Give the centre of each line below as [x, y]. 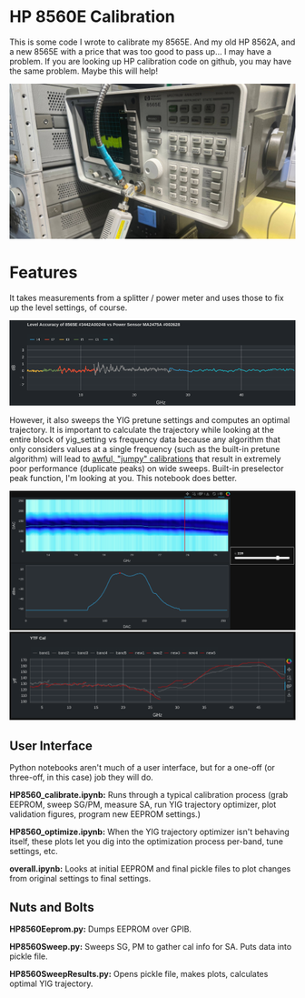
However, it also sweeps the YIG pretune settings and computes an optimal [150, 420]
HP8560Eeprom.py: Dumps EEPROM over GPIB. [101, 929]
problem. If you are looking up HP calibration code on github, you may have [151, 61]
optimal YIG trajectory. [51, 983]
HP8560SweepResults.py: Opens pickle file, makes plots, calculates [139, 973]
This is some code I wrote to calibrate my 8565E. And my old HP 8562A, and [152, 42]
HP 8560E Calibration [92, 17]
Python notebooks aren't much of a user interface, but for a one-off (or [142, 768]
